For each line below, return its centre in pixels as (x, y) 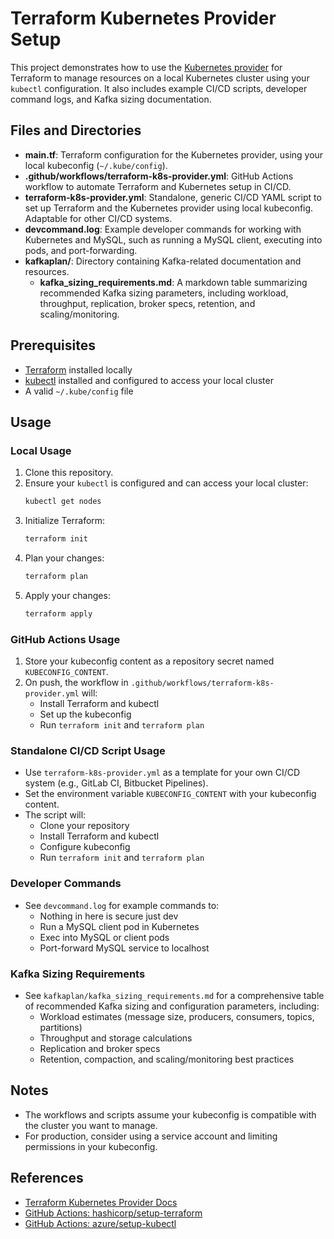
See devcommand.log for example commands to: (122, 905)
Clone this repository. (69, 473)
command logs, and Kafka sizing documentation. (111, 99)
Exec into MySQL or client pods (104, 937)
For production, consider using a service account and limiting (151, 1136)
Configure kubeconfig (85, 847)
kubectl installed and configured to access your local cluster (149, 380)
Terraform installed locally (78, 369)
